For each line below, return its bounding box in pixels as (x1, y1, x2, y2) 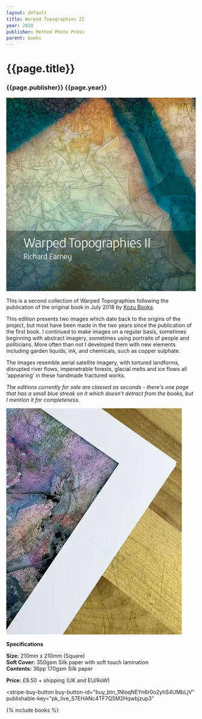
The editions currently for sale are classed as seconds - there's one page (6, 384, 189, 391)
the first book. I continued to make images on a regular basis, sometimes (6, 328, 186, 335)
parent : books (6, 35, 42, 42)
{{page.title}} (6, 62, 75, 75)
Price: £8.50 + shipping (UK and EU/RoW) (6, 677, 110, 684)
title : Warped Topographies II (6, 16, 85, 22)
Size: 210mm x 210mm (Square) (6, 652, 85, 660)
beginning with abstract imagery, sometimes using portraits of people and (6, 335, 189, 342)
